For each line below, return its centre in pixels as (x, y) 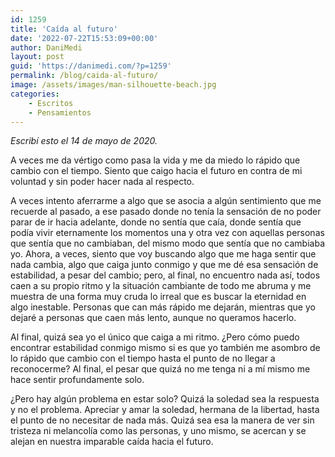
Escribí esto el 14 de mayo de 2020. (84, 141)
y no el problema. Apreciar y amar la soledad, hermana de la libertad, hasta (165, 410)
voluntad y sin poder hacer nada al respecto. (102, 182)
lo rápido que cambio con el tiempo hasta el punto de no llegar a (143, 358)
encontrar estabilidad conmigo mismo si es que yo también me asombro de (165, 348)
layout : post (37, 57)
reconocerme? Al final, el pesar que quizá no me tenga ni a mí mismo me (160, 369)
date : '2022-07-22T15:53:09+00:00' (84, 38)
